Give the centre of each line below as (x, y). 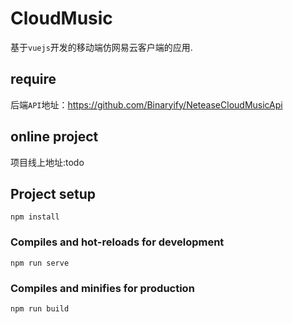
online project (54, 137)
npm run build (40, 308)
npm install (35, 217)
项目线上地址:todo (47, 162)
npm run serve (40, 263)
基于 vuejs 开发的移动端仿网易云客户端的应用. (101, 47)
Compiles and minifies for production (102, 288)
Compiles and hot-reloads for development (117, 242)
